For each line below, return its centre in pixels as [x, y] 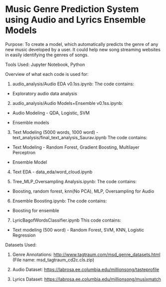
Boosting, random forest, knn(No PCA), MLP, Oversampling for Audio [83, 191]
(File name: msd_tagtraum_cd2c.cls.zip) [53, 260]
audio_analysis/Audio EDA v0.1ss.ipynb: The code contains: [73, 84]
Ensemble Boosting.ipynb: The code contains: [60, 201]
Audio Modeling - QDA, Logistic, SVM [51, 113]
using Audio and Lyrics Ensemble [76, 20]
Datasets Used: [21, 245]
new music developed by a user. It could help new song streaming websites [83, 49]
